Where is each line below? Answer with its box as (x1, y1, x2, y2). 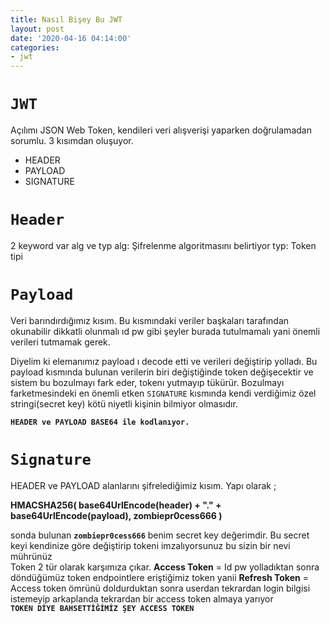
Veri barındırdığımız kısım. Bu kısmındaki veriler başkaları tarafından (10, 314, 290, 326)
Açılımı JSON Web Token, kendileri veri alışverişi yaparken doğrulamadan (10, 124, 312, 136)
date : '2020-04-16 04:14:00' (10, 33, 132, 43)
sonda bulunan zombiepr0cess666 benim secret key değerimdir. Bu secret (10, 529, 310, 541)
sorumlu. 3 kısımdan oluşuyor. (10, 135, 134, 147)
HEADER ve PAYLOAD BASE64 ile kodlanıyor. (10, 417, 190, 427)
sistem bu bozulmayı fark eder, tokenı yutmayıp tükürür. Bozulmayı (10, 376, 285, 388)
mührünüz (10, 550, 53, 562)
